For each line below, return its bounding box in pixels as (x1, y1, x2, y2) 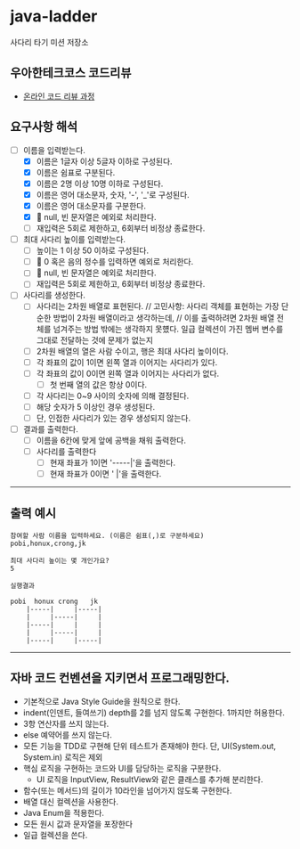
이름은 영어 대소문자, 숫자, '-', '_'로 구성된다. (36, 189, 190, 200)
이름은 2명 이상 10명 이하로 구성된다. (36, 178, 164, 189)
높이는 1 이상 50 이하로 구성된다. (36, 245, 150, 256)
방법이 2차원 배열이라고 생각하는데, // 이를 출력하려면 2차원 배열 (53, 312, 275, 322)
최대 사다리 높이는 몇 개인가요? (10, 557, 110, 566)
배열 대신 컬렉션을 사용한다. (22, 796, 119, 807)
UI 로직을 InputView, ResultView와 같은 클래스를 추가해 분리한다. (36, 773, 264, 785)
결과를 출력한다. (22, 423, 78, 434)
